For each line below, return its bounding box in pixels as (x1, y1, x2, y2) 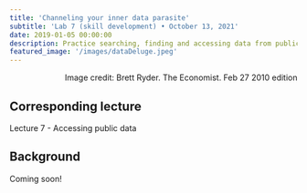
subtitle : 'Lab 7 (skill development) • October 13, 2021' (9, 22, 239, 31)
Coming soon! (9, 173, 62, 184)
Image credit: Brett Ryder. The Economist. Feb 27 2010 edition (64, 72, 298, 83)
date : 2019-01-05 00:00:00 (9, 30, 112, 39)
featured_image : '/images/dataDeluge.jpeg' (9, 47, 178, 56)
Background (9, 149, 80, 165)
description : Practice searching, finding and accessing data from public (9, 38, 301, 48)
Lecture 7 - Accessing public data (9, 122, 137, 133)
